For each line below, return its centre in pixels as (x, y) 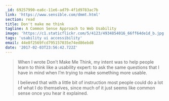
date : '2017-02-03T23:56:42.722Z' (42, 47)
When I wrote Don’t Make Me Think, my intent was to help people (86, 62)
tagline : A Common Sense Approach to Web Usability (61, 29)
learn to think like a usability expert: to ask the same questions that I (88, 67)
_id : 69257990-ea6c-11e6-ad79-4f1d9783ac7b (52, 10)
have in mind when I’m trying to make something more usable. (82, 72)
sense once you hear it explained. (53, 93)
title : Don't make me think (35, 24)
